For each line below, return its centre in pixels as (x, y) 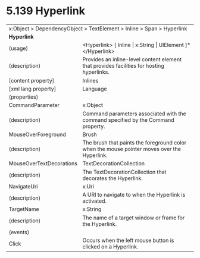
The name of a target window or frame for (134, 218)
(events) (19, 232)
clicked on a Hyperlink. (110, 247)
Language (95, 89)
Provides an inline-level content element (132, 59)
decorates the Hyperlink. (112, 178)
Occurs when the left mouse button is (128, 240)
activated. (95, 201)
